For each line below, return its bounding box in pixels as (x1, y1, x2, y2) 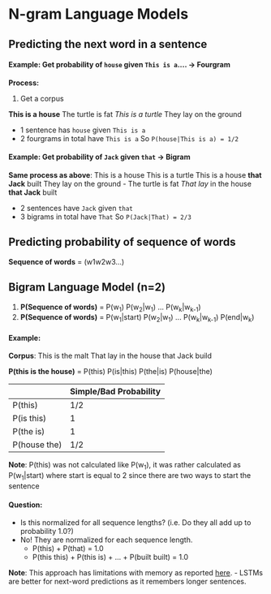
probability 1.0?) (19, 527, 75, 536)
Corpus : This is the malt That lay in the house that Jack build (8, 351, 213, 361)
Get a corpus (19, 93, 64, 103)
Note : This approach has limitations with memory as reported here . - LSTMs (8, 568, 264, 578)
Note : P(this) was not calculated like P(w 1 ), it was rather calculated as (8, 460, 241, 471)
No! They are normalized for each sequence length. (19, 535, 193, 544)
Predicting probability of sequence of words (8, 235, 236, 249)
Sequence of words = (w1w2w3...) (8, 256, 125, 266)
